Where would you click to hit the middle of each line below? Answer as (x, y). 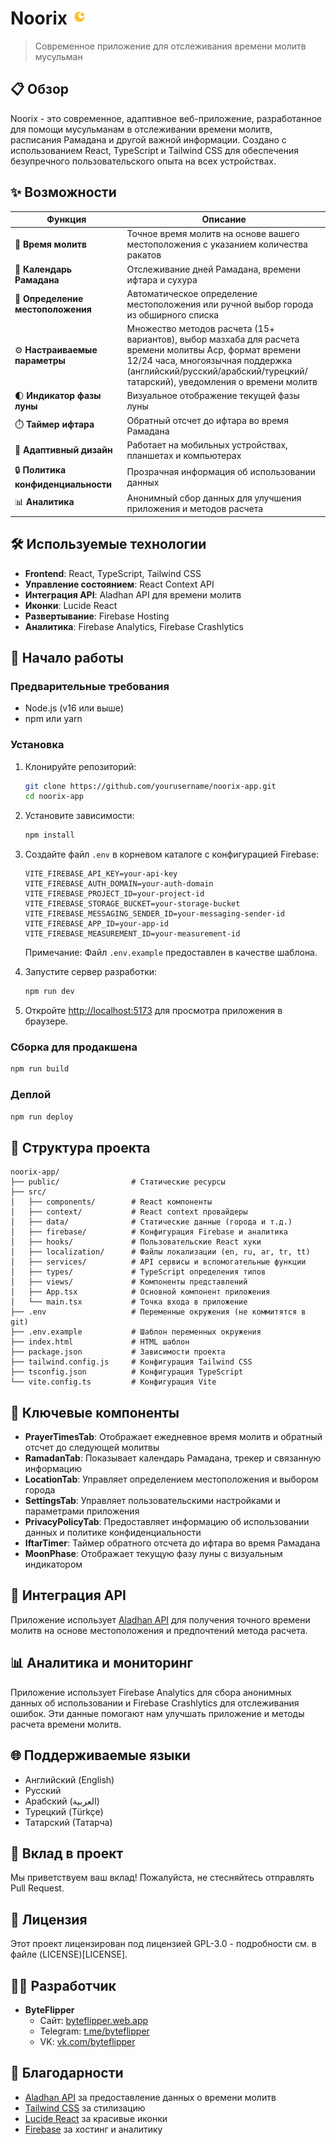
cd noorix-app (54, 797)
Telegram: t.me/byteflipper (94, 2031)
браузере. (46, 1021)
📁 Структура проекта (80, 1147)
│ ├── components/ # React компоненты (111, 1202)
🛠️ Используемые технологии (108, 544)
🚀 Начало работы (67, 658)
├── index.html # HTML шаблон (100, 1342)
